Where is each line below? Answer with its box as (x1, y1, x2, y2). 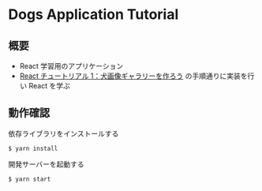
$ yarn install (8, 144, 58, 152)
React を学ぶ (28, 81, 71, 90)
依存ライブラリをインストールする (8, 129, 119, 138)
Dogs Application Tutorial (8, 6, 179, 24)
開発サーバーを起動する (8, 159, 84, 169)
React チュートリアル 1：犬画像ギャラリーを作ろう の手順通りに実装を (19, 71, 248, 81)
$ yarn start (8, 175, 51, 183)
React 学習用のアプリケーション (19, 62, 124, 70)
